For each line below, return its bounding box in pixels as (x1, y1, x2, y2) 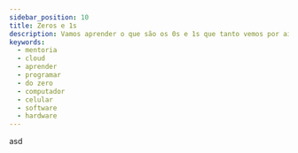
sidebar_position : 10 (9, 12, 90, 22)
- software (17, 103, 58, 112)
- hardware (17, 111, 58, 120)
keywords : (9, 37, 46, 47)
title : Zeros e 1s (9, 21, 77, 30)
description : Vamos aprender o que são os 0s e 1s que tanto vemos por (9, 29, 279, 38)
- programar (17, 71, 62, 80)
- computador (17, 87, 66, 96)
